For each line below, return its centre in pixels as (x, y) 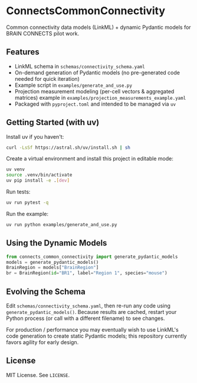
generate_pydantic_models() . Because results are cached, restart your (91, 312)
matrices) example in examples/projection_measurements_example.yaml (100, 97)
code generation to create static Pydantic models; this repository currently (96, 336)
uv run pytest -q (27, 203)
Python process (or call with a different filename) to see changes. (86, 318)
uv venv (16, 169)
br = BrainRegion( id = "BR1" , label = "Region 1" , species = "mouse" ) (87, 273)
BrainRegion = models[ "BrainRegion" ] (52, 268)
